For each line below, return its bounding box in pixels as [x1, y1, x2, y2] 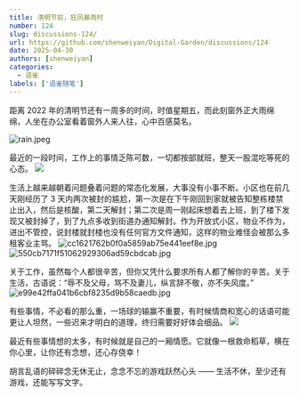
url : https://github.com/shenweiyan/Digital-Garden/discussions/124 [9, 37, 269, 47]
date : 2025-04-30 [9, 46, 74, 55]
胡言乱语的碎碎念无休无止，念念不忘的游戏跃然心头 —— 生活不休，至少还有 [9, 366, 287, 376]
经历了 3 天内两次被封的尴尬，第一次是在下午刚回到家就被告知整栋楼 [24, 193, 276, 204]
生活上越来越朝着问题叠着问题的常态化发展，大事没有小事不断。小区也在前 [9, 182, 282, 192]
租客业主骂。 [9, 238, 56, 248]
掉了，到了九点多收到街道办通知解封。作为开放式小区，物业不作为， [39, 215, 290, 226]
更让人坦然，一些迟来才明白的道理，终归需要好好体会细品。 [9, 317, 228, 327]
